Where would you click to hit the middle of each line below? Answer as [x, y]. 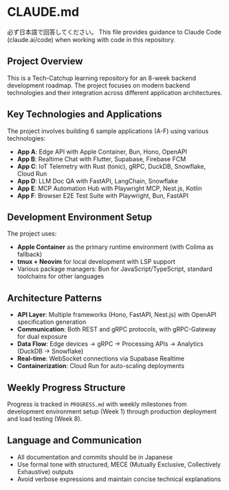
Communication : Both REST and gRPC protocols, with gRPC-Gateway [117, 329]
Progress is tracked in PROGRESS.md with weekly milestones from [97, 404]
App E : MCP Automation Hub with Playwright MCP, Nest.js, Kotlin [109, 188]
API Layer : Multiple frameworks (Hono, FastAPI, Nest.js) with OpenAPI [117, 315]
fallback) [30, 254]
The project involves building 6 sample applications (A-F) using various [108, 131]
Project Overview [45, 62]
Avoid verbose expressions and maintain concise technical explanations [119, 479]
